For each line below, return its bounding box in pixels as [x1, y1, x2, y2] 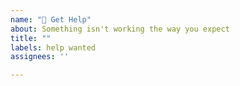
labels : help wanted [10, 42, 97, 53]
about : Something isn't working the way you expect [10, 24, 230, 34]
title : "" [10, 33, 52, 43]
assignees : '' [10, 52, 70, 62]
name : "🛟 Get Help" [10, 14, 92, 25]
